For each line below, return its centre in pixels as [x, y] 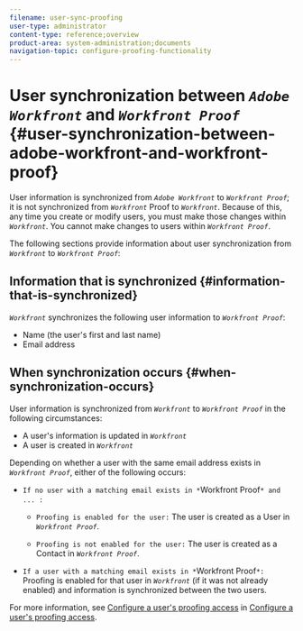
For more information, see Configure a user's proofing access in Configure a [151, 607]
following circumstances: [56, 418]
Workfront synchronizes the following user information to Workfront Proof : [147, 317]
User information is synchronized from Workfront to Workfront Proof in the [147, 408]
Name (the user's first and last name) [92, 334]
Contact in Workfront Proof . [87, 553]
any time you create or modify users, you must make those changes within [148, 216]
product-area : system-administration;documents [101, 43]
